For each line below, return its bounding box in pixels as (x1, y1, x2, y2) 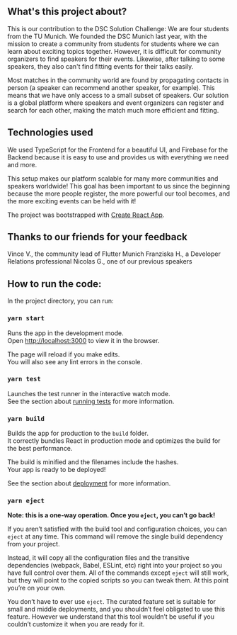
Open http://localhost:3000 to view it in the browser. (7, 336, 160, 344)
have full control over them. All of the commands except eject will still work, (7, 568, 229, 577)
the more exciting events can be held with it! (7, 196, 137, 205)
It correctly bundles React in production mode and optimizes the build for (7, 437, 221, 445)
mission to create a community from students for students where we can (7, 39, 219, 48)
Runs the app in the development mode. (7, 329, 124, 337)
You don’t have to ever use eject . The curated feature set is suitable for (7, 597, 216, 606)
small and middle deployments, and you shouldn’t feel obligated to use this (7, 605, 225, 614)
